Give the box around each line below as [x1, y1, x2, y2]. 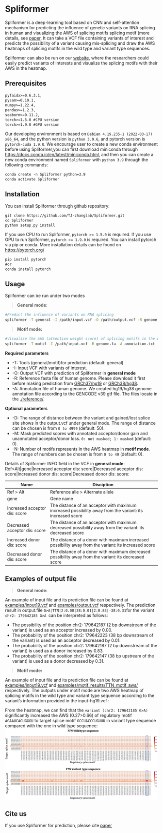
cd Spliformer [5, 218, 34, 223]
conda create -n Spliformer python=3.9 [5, 172, 86, 177]
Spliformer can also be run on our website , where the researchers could [5, 55, 149, 60]
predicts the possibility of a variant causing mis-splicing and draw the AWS [5, 40, 155, 46]
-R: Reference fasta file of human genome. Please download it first [12, 375, 146, 381]
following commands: [5, 162, 48, 168]
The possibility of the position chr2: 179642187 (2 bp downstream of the [12, 622, 157, 628]
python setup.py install [5, 223, 55, 228]
